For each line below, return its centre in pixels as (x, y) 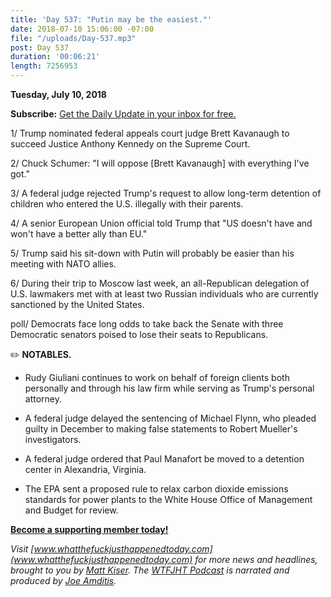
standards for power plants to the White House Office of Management (168, 499)
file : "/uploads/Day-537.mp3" (73, 38)
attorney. (43, 399)
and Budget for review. (71, 510)
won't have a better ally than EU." (79, 234)
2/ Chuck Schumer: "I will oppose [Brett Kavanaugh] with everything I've (160, 163)
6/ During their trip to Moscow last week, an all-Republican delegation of (160, 283)
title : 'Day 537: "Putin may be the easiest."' (111, 19)
